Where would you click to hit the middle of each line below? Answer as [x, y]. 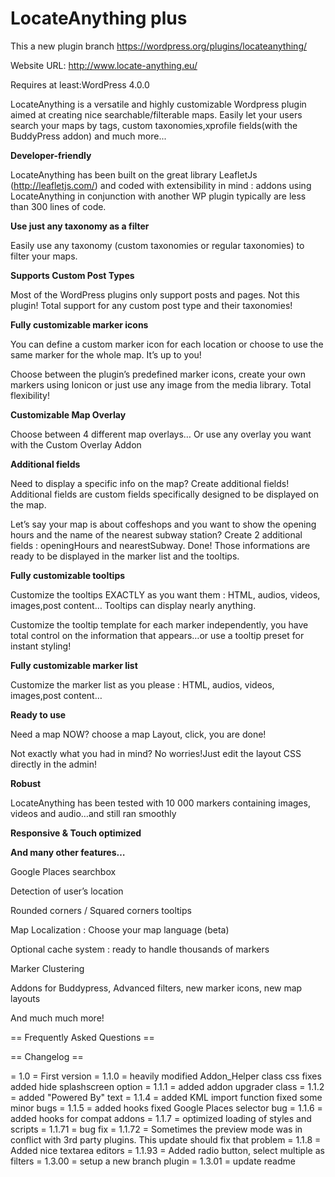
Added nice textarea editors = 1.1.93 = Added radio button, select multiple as [167, 1150]
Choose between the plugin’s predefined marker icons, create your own [158, 374]
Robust [26, 783]
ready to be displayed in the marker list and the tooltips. [125, 556]
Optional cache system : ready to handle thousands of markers [140, 949]
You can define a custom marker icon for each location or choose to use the [167, 344]
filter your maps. [44, 256]
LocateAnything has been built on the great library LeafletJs [134, 174]
